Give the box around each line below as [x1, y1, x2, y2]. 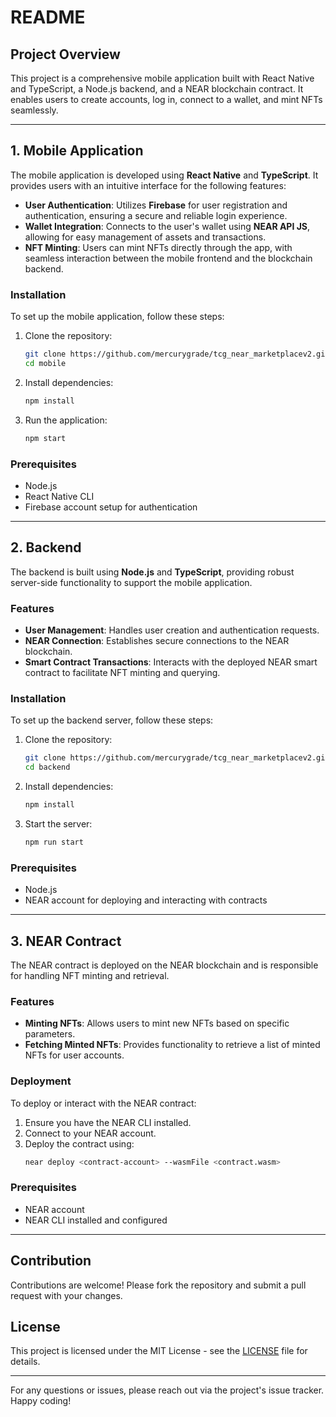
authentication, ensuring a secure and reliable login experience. [24, 209, 288, 221]
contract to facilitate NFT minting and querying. [24, 667, 221, 679]
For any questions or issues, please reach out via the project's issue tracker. [10, 1384, 325, 1396]
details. [10, 1356, 41, 1368]
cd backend [24, 762, 71, 773]
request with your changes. [10, 1289, 123, 1301]
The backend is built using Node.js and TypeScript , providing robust [10, 566, 295, 578]
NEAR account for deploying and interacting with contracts [24, 894, 268, 906]
